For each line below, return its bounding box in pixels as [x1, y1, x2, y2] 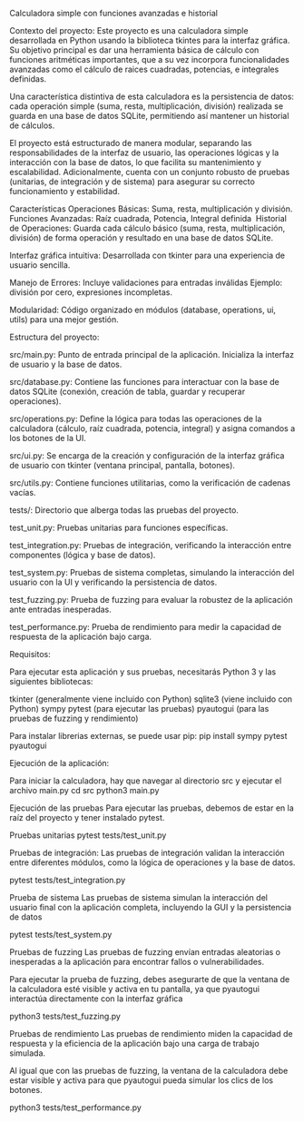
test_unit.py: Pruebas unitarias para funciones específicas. [9, 522, 229, 533]
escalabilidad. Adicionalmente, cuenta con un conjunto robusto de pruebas [9, 167, 290, 177]
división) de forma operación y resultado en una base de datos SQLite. [9, 232, 274, 243]
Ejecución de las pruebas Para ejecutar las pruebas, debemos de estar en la [9, 802, 295, 813]
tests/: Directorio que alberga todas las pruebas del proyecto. [9, 505, 239, 516]
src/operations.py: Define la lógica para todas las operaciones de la [9, 413, 262, 424]
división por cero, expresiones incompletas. [9, 287, 172, 298]
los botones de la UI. [9, 433, 86, 443]
